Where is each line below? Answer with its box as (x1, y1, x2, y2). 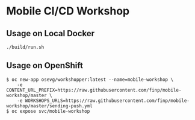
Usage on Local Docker (6, 28, 95, 39)
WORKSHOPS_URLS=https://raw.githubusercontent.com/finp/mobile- (25, 98, 190, 104)
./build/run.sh (6, 44, 45, 50)
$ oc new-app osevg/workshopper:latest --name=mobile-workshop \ (6, 77, 173, 83)
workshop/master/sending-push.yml (6, 103, 93, 109)
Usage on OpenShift (6, 60, 83, 71)
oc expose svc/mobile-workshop (11, 108, 90, 114)
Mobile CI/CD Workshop (6, 4, 130, 18)
